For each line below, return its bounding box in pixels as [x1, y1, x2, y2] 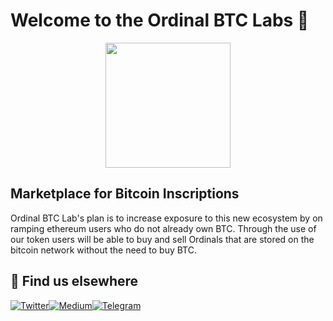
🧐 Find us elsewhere [10, 273, 139, 290]
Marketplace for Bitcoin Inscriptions [10, 185, 240, 203]
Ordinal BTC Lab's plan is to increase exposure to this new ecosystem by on [10, 212, 323, 224]
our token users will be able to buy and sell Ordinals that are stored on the [10, 233, 315, 245]
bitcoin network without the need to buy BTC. [10, 244, 197, 256]
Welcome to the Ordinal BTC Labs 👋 [10, 9, 310, 32]
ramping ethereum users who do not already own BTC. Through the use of [10, 222, 317, 234]
